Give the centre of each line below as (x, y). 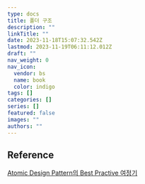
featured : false (31, 113)
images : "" (23, 119)
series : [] (23, 107)
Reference (31, 155)
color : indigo (34, 87)
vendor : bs (30, 73)
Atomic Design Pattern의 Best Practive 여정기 (72, 173)
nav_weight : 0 (28, 60)
